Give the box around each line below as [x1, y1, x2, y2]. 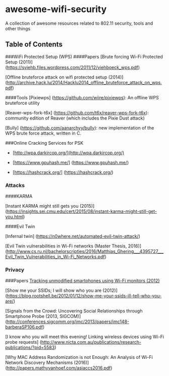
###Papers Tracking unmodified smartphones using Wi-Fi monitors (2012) [5, 278, 160, 284]
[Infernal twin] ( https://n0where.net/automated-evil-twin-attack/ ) [5, 233, 140, 239]
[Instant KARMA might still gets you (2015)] [5, 203, 95, 209]
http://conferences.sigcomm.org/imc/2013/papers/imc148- [7, 319, 130, 325]
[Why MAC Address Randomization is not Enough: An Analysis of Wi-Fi [5, 354, 153, 360]
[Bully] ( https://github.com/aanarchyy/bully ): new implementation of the [5, 124, 154, 131]
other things [5, 25, 31, 31]
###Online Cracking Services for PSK [5, 140, 84, 146]
